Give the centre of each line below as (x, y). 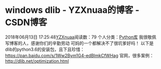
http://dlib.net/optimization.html (37, 61)
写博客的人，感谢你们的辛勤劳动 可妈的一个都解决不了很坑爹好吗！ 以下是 (79, 43)
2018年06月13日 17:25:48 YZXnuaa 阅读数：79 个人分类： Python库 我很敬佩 (81, 37)
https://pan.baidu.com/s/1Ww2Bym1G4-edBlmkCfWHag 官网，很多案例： (80, 55)
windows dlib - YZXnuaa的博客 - (72, 10)
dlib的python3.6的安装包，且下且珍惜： (45, 49)
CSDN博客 (26, 22)
